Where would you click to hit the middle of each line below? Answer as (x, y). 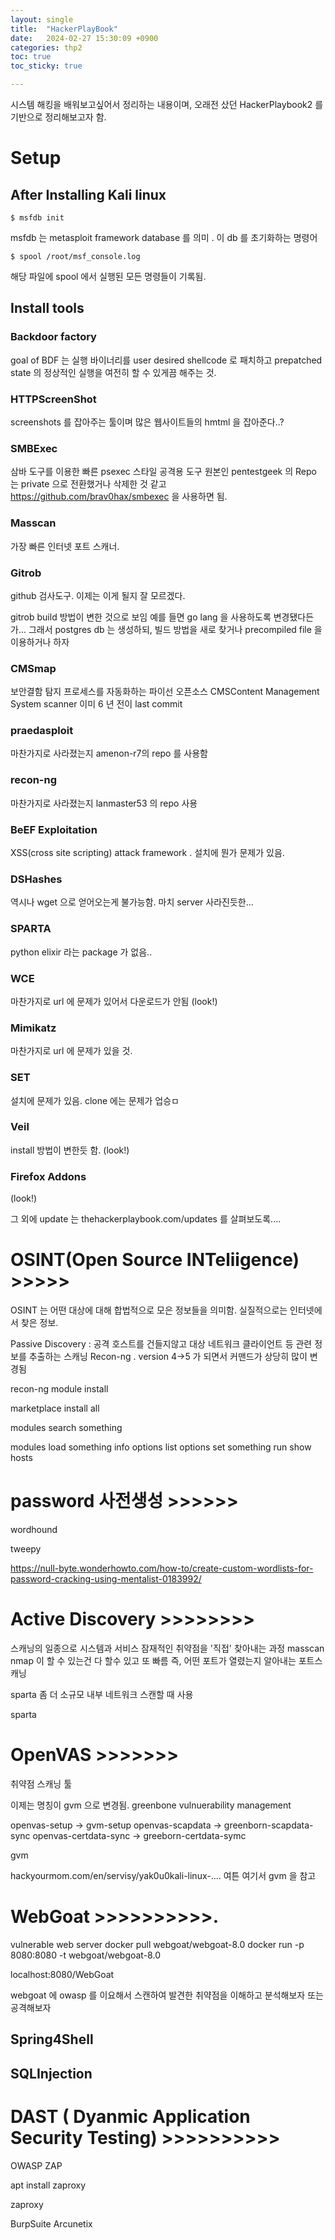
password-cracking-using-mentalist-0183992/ (106, 1579)
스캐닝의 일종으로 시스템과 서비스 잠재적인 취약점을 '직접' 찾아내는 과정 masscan (167, 1648)
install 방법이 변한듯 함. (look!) (70, 1150)
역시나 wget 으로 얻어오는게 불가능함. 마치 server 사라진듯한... (132, 902)
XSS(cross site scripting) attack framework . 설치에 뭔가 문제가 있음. (147, 853)
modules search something (66, 1428)
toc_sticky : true (46, 66)
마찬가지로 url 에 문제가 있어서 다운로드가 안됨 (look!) (114, 1001)
